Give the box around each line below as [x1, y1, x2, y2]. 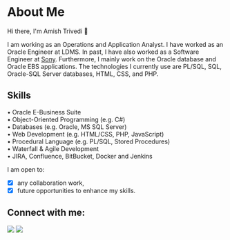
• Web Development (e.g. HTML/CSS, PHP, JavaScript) [7, 130, 164, 138]
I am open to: [7, 165, 45, 173]
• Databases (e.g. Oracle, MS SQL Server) [7, 122, 127, 131]
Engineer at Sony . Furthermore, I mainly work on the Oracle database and [7, 54, 216, 63]
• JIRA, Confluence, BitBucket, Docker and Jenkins [7, 152, 153, 160]
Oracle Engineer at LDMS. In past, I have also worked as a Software [7, 48, 200, 56]
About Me [7, 4, 65, 20]
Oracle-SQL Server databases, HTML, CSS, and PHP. [7, 70, 159, 78]
